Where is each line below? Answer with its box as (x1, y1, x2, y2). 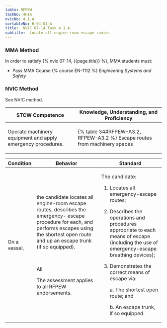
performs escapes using (36, 225, 93, 232)
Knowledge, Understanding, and (79, 108, 158, 115)
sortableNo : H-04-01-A (5, 21, 52, 26)
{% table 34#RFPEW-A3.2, (78, 128, 141, 135)
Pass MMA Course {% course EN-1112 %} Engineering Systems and (12, 68, 152, 74)
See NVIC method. (5, 96, 43, 102)
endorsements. (36, 289, 72, 296)
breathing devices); (109, 251, 155, 258)
